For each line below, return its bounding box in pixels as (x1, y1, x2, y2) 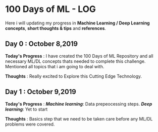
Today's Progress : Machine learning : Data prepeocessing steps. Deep (5, 101, 153, 107)
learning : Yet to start (5, 106, 48, 112)
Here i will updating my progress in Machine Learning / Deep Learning (5, 20, 150, 26)
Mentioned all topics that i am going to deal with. (5, 63, 105, 69)
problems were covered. (5, 121, 55, 127)
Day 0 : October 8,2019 (5, 40, 78, 48)
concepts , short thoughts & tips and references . (5, 25, 106, 31)
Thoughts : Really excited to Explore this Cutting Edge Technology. (5, 73, 142, 79)
